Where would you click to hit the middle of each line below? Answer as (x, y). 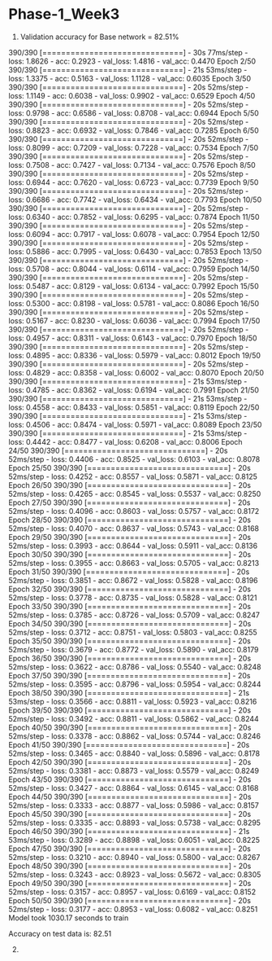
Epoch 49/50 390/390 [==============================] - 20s (130, 883)
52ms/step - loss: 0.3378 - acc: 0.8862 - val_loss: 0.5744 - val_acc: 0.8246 (135, 736)
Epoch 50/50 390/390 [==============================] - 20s (130, 900)
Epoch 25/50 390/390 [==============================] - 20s (130, 467)
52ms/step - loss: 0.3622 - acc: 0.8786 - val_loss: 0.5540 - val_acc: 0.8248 (135, 667)
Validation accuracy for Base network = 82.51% (99, 37)
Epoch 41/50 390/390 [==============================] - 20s (129, 744)
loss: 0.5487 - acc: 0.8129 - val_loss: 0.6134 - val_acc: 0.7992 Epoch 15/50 (134, 286)
